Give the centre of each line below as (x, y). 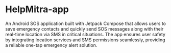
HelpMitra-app (37, 9)
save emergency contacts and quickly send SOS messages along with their (84, 29)
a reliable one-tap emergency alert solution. (51, 45)
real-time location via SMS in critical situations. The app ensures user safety (86, 34)
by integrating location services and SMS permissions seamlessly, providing (85, 40)
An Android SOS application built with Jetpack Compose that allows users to (86, 23)
